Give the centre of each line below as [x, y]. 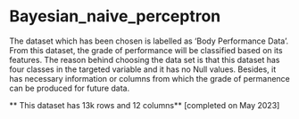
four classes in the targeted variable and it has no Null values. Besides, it [143, 69]
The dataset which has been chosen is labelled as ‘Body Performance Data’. [149, 41]
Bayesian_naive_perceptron [115, 16]
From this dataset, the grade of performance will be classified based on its [146, 50]
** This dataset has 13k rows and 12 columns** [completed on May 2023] [145, 105]
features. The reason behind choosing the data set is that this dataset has [145, 59]
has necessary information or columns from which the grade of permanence [149, 78]
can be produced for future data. [70, 88]
